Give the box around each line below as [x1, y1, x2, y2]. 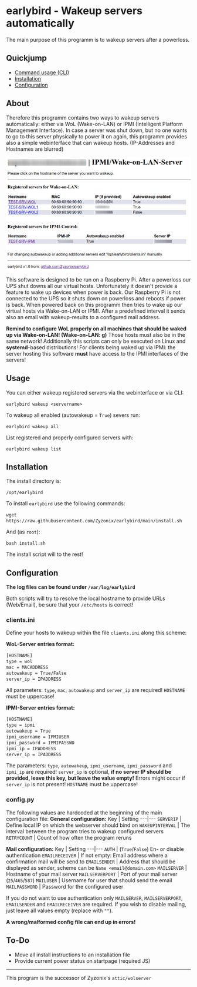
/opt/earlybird [6, 490, 43, 496]
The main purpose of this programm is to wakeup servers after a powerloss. [6, 36, 190, 43]
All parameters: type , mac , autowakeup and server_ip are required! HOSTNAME [6, 687, 185, 694]
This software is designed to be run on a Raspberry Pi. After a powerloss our [6, 276, 191, 283]
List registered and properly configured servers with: [6, 434, 134, 441]
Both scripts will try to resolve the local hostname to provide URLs [6, 595, 165, 602]
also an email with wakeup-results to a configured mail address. [6, 313, 161, 320]
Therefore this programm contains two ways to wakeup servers [6, 114, 159, 121]
